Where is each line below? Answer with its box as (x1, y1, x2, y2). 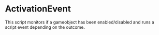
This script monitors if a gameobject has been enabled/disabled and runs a (5, 19, 155, 25)
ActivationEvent (5, 3, 71, 14)
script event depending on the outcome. (5, 24, 85, 30)
